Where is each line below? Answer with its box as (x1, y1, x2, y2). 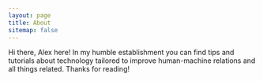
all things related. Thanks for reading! (8, 64, 130, 74)
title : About (8, 19, 51, 27)
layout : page (8, 11, 51, 20)
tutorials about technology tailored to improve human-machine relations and (8, 56, 256, 65)
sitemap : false (8, 26, 58, 34)
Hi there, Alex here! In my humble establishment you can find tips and (8, 48, 235, 57)
